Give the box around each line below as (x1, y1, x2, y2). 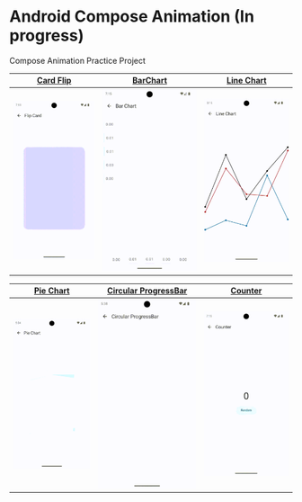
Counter (230, 285, 262, 296)
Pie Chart (33, 285, 70, 296)
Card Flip (37, 75, 72, 86)
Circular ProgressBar (107, 285, 188, 296)
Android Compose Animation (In (9, 6, 254, 27)
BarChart (132, 75, 168, 86)
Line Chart (226, 75, 267, 86)
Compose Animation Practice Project (9, 55, 147, 66)
